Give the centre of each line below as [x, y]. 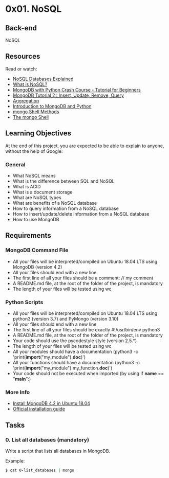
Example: [15, 461]
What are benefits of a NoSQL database [55, 203]
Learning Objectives [38, 134]
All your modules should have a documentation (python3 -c [75, 351]
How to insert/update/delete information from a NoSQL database [81, 214]
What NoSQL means [34, 175]
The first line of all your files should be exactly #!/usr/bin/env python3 [86, 329]
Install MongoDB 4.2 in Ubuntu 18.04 [51, 403]
